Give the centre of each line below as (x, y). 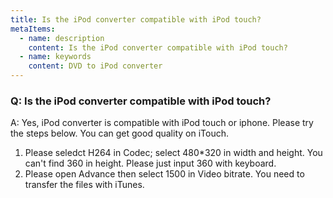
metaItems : (33, 29)
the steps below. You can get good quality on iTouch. (119, 133)
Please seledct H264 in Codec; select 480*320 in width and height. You (173, 153)
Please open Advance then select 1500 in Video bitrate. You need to (164, 174)
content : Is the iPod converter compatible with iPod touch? (158, 47)
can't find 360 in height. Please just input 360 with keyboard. (150, 163)
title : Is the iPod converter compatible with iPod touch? (136, 19)
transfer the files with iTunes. (84, 185)
